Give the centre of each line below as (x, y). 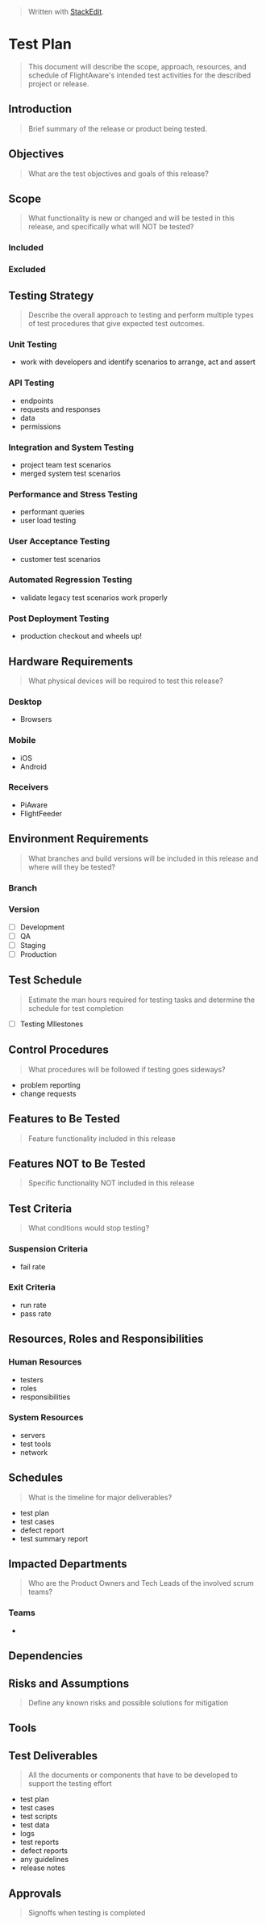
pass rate (35, 1313)
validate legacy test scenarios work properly (94, 598)
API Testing (31, 383)
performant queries (52, 512)
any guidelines (44, 1860)
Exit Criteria (32, 1287)
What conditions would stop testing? (89, 1228)
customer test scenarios (60, 559)
